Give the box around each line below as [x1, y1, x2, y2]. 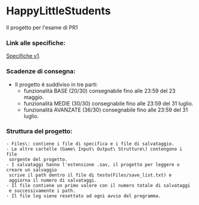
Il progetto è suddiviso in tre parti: [14, 80, 98, 88]
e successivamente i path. [8, 188, 76, 194]
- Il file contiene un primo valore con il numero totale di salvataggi [6, 182, 191, 188]
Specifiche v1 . [6, 52, 41, 60]
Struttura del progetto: [6, 127, 73, 135]
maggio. [23, 94, 44, 101]
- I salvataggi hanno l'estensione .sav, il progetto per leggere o [6, 161, 180, 167]
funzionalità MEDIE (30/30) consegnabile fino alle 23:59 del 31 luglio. [23, 100, 194, 107]
